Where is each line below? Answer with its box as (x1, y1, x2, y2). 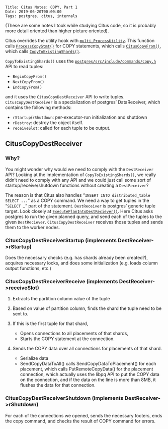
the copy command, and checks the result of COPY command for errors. (5, 418, 156, 424)
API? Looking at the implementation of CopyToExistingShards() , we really (5, 172, 156, 178)
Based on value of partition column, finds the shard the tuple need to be (12, 305, 162, 311)
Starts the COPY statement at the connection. (20, 336, 115, 342)
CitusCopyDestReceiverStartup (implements (5, 237, 117, 244)
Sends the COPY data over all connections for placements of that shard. (12, 346, 162, 352)
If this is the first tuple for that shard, (12, 320, 89, 327)
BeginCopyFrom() (12, 74, 47, 79)
